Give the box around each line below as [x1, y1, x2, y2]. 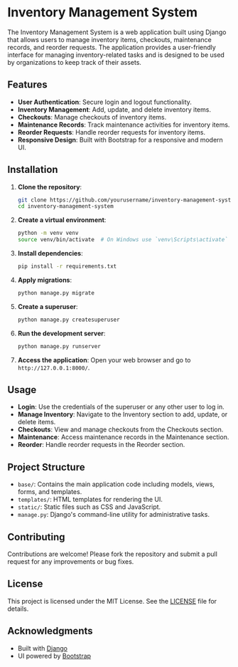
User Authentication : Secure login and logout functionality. [17, 98, 192, 106]
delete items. [17, 418, 56, 426]
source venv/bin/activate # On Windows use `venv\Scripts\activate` [17, 236, 229, 243]
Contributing [7, 531, 65, 543]
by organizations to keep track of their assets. [7, 58, 142, 66]
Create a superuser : [17, 302, 78, 310]
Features [7, 79, 48, 91]
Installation [7, 164, 58, 176]
